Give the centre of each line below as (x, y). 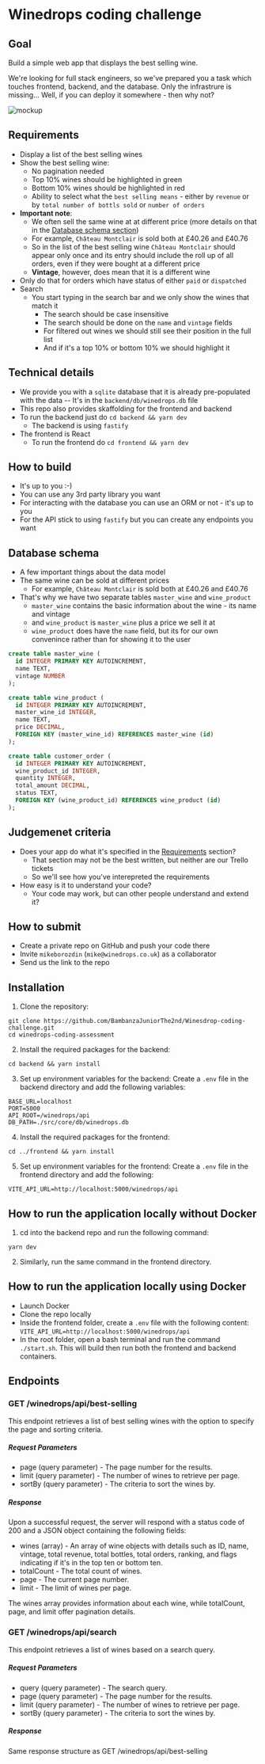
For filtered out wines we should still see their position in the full (147, 331)
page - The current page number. (74, 1580)
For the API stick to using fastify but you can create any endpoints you (136, 519)
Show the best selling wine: (64, 162)
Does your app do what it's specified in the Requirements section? (128, 851)
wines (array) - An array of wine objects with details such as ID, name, (134, 1546)
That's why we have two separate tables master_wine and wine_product (135, 597)
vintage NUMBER (40, 676)
